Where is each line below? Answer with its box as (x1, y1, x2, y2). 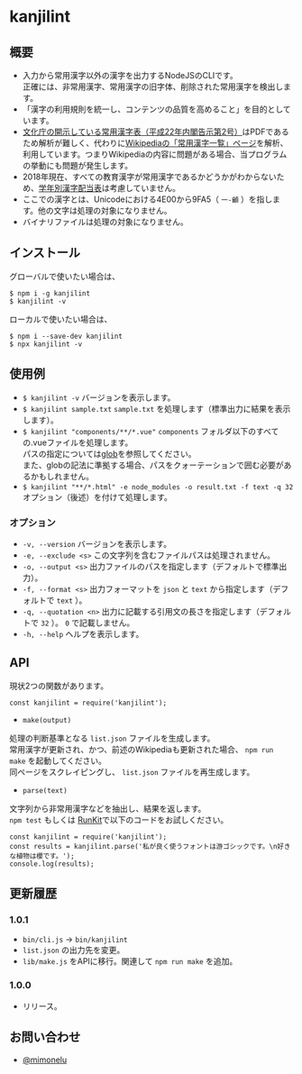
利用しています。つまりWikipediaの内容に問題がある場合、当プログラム (22, 149, 288, 159)
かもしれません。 (30, 470, 95, 481)
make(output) (22, 715, 72, 724)
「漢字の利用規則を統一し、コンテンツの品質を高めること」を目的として (22, 104, 291, 114)
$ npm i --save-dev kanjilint (9, 332, 124, 341)
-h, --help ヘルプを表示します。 (22, 628, 144, 639)
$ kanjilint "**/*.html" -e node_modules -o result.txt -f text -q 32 (22, 482, 294, 492)
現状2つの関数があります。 (9, 680, 109, 691)
